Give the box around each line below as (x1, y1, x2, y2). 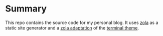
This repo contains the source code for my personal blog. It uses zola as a (5, 19, 158, 25)
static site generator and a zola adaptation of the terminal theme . (5, 24, 139, 30)
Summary (5, 3, 47, 14)
